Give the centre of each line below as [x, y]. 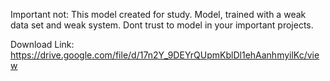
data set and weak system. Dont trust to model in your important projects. [162, 25]
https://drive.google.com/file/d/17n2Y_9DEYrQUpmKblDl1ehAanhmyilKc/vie [165, 55]
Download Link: [42, 44]
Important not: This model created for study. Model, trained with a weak [158, 14]
